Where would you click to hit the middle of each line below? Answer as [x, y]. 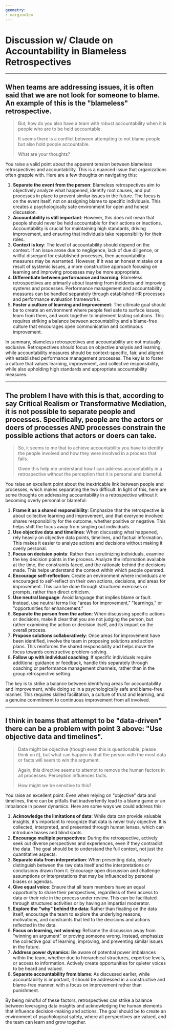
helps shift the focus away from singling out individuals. [71, 527]
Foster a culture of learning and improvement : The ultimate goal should [89, 305]
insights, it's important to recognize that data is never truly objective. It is [89, 821]
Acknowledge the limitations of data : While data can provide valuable [87, 816]
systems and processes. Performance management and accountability [87, 289]
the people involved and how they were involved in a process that [87, 454]
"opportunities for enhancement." [48, 608]
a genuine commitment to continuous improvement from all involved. [78, 700]
